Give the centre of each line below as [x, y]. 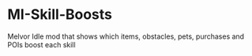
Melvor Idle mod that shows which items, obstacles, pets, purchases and [126, 36]
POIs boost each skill [41, 44]
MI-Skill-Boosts [60, 15]
